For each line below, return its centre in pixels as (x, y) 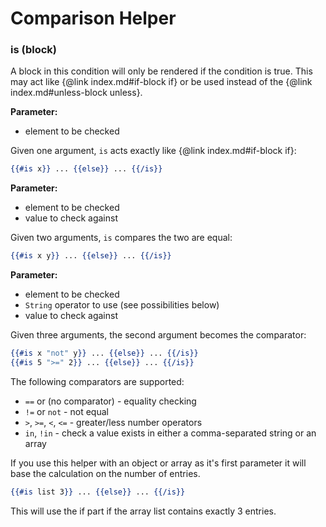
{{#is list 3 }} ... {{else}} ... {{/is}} (98, 492)
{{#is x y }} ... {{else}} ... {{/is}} (91, 256)
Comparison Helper (93, 18)
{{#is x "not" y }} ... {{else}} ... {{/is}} (104, 353)
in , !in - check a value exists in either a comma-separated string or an (170, 433)
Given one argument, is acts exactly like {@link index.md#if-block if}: (153, 151)
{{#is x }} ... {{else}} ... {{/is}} (86, 169)
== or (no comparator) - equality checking (110, 401)
